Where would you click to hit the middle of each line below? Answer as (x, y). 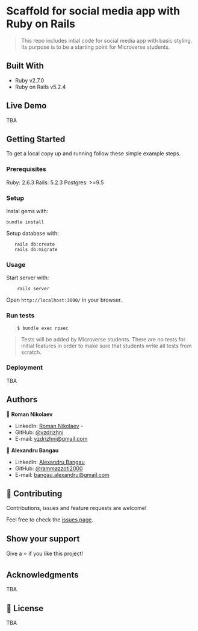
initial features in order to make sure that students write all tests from (106, 346)
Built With (25, 66)
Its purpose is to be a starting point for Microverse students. (95, 47)
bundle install (25, 222)
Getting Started (36, 139)
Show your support (43, 539)
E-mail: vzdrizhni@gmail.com (51, 438)
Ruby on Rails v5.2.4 (40, 87)
